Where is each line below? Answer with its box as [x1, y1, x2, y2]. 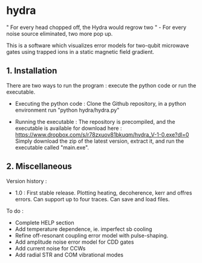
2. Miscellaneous [6, 161, 73, 172]
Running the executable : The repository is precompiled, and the [15, 118, 175, 125]
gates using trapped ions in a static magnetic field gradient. [6, 48, 154, 55]
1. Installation [6, 66, 57, 76]
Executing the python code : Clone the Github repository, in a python [15, 100, 186, 107]
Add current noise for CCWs [15, 244, 86, 252]
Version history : [6, 177, 47, 184]
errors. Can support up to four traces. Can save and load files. [15, 195, 170, 203]
